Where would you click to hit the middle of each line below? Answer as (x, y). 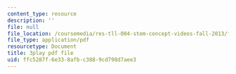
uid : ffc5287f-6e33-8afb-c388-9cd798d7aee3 (72, 60)
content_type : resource (42, 14)
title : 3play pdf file (40, 54)
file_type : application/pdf (48, 40)
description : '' (31, 20)
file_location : (29, 33)
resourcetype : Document (42, 47)
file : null (23, 27)
